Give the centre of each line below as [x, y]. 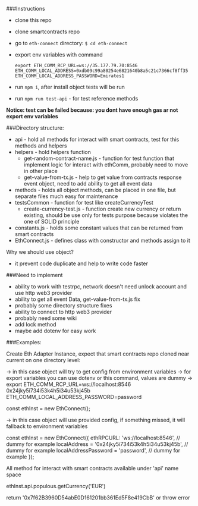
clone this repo [33, 20]
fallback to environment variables [47, 426]
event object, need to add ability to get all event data [88, 183]
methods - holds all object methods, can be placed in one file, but [95, 190]
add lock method [35, 324]
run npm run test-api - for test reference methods [76, 98]
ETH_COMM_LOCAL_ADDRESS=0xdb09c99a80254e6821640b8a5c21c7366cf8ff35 [101, 71]
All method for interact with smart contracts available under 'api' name [92, 468]
